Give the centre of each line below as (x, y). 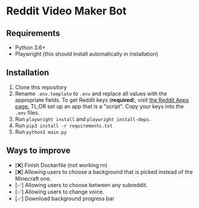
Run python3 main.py (41, 132)
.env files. (27, 113)
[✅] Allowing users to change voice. (59, 192)
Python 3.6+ (30, 47)
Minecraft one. (33, 179)
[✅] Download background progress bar (65, 198)
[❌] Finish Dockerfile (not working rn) (61, 165)
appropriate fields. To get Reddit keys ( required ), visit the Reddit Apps (102, 100)
